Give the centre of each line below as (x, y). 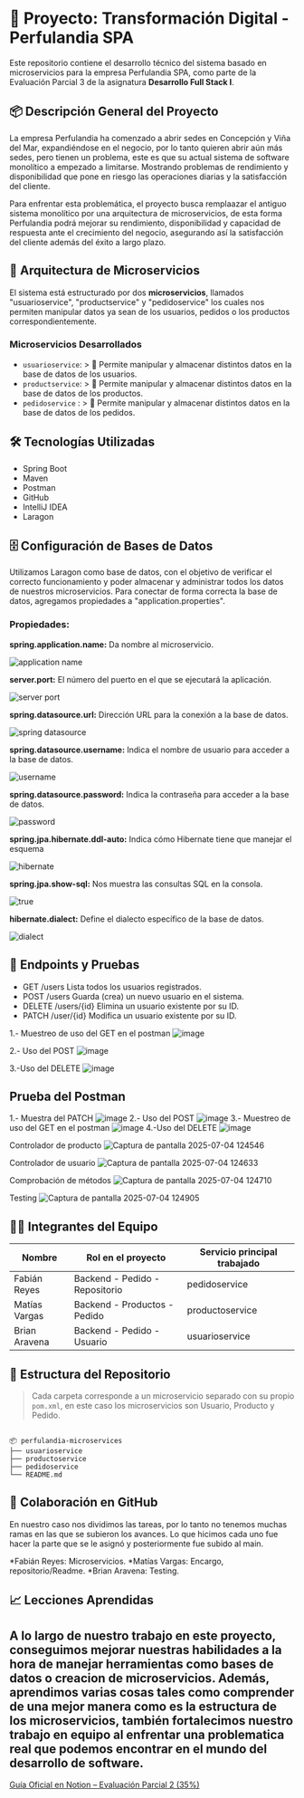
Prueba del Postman (67, 1096)
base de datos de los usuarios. (80, 374)
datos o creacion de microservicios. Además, (139, 1678)
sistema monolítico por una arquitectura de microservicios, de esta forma (146, 213)
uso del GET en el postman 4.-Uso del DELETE (113, 1128)
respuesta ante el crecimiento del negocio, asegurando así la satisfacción (147, 232)
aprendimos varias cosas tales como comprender (152, 1692)
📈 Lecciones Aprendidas (81, 1600)
